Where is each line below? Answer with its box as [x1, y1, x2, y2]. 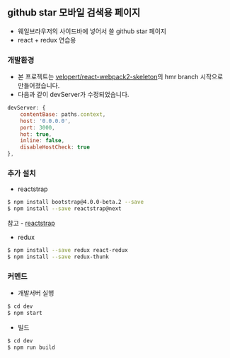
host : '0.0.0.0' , [20, 117, 71, 125]
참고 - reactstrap [7, 219, 55, 228]
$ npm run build [7, 344, 55, 351]
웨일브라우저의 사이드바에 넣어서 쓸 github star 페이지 [17, 27, 166, 35]
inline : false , [20, 137, 65, 144]
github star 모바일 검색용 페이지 [7, 6, 141, 19]
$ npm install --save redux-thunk [7, 253, 110, 260]
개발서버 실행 [17, 289, 54, 297]
